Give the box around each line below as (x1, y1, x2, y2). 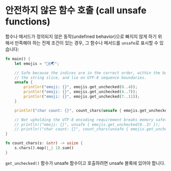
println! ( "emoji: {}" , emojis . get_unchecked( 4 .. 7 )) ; (23, 89, 138, 94)
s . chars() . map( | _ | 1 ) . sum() (14, 145, 74, 151)
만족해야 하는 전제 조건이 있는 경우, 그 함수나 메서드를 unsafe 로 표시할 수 (14, 39, 159, 46)
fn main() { (5, 56, 31, 61)
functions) (5, 16, 51, 28)
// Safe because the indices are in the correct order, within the (14, 70, 160, 76)
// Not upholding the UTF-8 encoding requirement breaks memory (14, 117, 154, 123)
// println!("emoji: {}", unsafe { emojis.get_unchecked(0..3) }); (14, 122, 160, 127)
